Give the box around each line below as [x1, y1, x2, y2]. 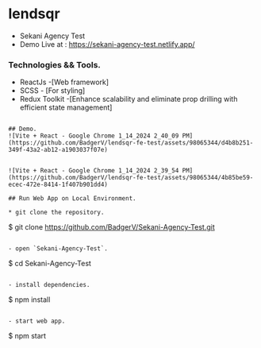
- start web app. [8, 317, 66, 326]
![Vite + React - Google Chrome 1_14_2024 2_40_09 [8, 132, 179, 140]
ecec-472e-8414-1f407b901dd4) [8, 180, 109, 189]
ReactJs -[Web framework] [19, 77, 109, 87]
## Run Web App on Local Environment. [8, 195, 136, 203]
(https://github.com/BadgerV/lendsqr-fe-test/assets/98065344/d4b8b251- [8, 139, 254, 147]
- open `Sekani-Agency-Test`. [8, 245, 109, 253]
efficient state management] [19, 102, 113, 112]
